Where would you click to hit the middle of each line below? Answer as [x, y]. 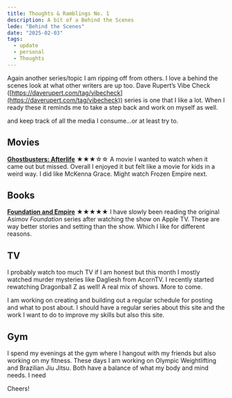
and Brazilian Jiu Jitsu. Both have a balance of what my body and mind [108, 368]
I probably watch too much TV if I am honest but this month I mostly [104, 272]
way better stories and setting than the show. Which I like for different [106, 227]
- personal [29, 52]
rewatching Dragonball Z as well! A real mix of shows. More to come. [105, 287]
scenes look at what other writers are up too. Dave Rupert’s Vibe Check [109, 85]
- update [26, 46]
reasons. [20, 234]
